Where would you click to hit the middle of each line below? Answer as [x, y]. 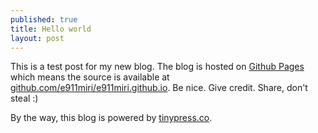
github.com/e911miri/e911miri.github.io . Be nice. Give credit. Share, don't [159, 88]
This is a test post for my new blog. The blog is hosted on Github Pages [157, 67]
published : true [44, 19]
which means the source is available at [90, 77]
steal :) [24, 98]
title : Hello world [51, 29]
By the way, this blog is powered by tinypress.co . [111, 118]
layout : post [37, 38]
